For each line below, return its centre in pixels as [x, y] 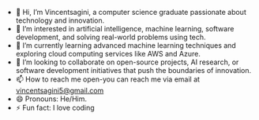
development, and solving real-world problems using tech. [111, 37]
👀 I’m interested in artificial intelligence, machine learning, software [125, 29]
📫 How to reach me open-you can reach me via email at [107, 79]
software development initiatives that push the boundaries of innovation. [133, 70]
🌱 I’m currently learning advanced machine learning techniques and [126, 45]
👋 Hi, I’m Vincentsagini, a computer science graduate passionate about [131, 12]
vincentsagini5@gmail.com [60, 91]
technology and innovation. [60, 20]
